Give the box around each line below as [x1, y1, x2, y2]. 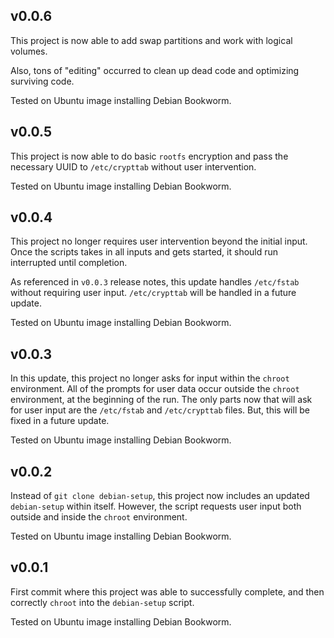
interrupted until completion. [10, 257, 128, 269]
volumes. [10, 45, 48, 57]
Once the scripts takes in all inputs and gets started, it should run [10, 246, 279, 258]
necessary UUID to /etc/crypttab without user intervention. [10, 160, 257, 173]
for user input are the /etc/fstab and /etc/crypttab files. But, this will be [10, 404, 310, 416]
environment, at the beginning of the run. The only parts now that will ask [10, 394, 313, 406]
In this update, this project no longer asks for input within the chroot [10, 372, 290, 384]
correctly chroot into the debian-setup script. [10, 596, 195, 608]
